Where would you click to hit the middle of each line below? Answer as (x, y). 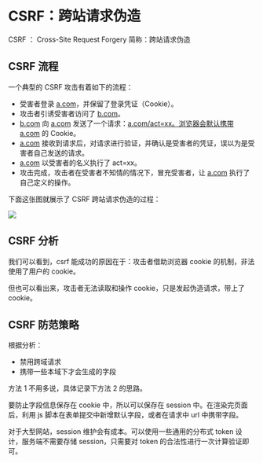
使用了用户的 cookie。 (44, 271)
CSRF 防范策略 (44, 324)
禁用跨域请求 (40, 362)
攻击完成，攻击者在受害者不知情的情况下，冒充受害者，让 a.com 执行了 (135, 172)
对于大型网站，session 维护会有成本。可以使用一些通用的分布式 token (121, 432)
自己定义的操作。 (47, 182)
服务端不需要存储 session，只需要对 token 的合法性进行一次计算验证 (132, 442)
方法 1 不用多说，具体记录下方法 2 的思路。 (77, 388)
